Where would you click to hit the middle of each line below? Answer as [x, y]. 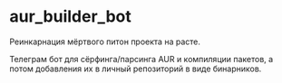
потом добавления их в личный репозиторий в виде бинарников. [136, 69]
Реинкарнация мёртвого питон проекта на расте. [105, 41]
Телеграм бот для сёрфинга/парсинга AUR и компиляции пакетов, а [141, 59]
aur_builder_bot [70, 17]
